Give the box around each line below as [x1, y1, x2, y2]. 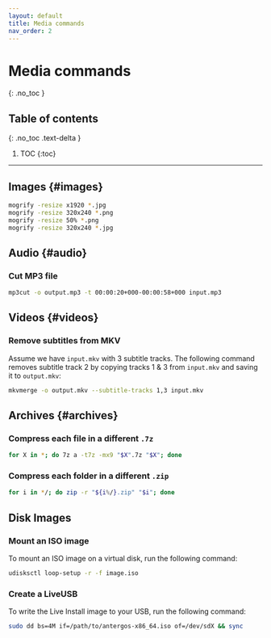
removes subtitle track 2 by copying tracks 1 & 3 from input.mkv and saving [8, 362, 258, 371]
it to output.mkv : [8, 371, 62, 380]
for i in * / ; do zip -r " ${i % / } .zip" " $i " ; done [8, 489, 175, 497]
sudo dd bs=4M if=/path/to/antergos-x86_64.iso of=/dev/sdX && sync [8, 623, 244, 631]
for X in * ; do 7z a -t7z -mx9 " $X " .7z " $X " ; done [8, 451, 182, 460]
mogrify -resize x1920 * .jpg [8, 201, 106, 209]
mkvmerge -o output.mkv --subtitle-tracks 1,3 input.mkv [8, 386, 204, 394]
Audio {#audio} [8, 246, 87, 259]
